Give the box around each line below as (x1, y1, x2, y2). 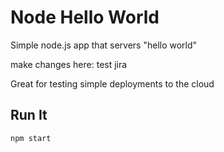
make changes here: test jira (10, 58, 128, 70)
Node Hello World (10, 6, 160, 29)
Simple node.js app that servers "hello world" (10, 39, 198, 51)
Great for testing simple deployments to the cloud (10, 77, 215, 90)
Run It (10, 107, 48, 124)
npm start (10, 133, 52, 143)
